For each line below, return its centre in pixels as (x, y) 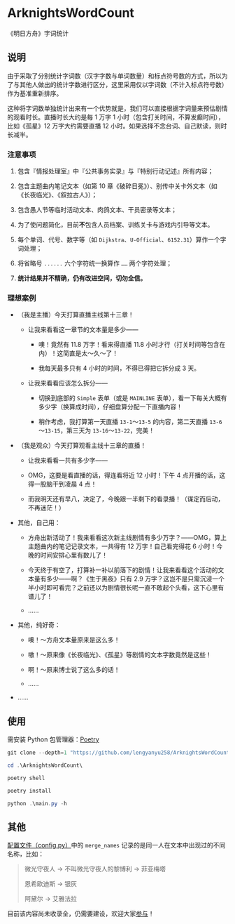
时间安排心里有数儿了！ (74, 555)
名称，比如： (26, 854)
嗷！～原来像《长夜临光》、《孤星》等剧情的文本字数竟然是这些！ (120, 655)
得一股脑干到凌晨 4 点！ (62, 484)
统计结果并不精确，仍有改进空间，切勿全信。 (82, 278)
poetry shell (26, 778)
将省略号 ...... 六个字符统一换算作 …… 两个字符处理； (95, 263)
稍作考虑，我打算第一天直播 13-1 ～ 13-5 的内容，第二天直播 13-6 (130, 422)
